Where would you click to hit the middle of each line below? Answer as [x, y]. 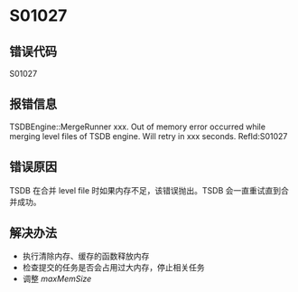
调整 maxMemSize [57, 279]
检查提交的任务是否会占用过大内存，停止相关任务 [113, 268]
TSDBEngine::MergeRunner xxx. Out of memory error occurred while [138, 127]
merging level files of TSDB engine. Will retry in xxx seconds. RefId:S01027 [149, 136]
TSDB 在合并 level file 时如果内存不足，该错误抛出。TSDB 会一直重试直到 [145, 190]
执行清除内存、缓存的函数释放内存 [86, 256]
